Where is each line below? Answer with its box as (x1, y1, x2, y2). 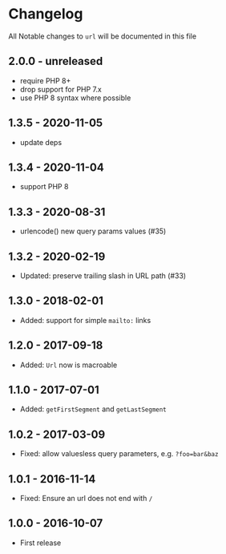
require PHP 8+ (19, 75, 71, 85)
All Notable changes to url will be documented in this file (8, 31, 197, 41)
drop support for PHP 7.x (19, 84, 102, 94)
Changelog (8, 5, 83, 23)
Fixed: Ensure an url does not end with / (19, 494, 153, 503)
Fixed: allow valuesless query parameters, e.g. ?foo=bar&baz (19, 449, 219, 459)
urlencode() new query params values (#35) (19, 226, 167, 237)
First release (19, 538, 62, 548)
